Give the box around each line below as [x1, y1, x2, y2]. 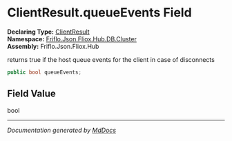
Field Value [7, 88, 57, 100]
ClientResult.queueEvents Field [7, 5, 192, 21]
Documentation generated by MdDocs [7, 126, 116, 134]
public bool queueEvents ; [7, 69, 81, 76]
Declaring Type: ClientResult [7, 28, 90, 36]
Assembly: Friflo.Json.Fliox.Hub [7, 42, 99, 50]
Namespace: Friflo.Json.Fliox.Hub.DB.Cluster [7, 34, 137, 43]
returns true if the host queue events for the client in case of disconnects [7, 55, 215, 63]
